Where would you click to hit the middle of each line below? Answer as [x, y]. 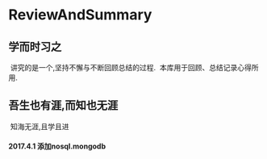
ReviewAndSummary [80, 15]
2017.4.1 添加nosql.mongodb [57, 146]
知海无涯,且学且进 [40, 126]
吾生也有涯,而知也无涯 [63, 105]
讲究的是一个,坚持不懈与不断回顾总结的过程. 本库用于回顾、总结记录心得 [131, 67]
